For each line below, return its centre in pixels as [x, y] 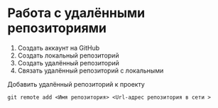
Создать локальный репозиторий [68, 55]
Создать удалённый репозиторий [68, 63]
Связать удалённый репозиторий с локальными [91, 70]
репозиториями [57, 28]
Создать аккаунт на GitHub [59, 48]
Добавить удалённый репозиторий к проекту [76, 84]
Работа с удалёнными [76, 13]
